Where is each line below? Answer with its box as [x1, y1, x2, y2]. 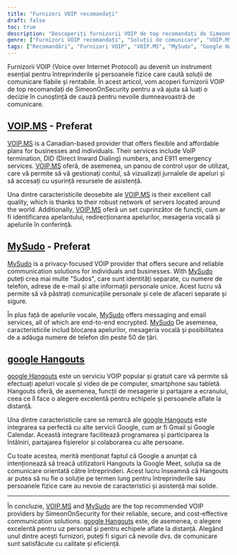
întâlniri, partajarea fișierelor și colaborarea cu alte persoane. [7, 438, 185, 446]
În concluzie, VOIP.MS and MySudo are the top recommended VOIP [7, 502, 204, 511]
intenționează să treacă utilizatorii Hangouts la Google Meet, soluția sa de [7, 459, 221, 468]
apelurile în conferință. [7, 220, 73, 228]
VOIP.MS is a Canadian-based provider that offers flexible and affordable [7, 139, 219, 147]
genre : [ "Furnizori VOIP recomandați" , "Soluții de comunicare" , [7, 37, 203, 44]
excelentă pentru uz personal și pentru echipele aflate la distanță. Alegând [7, 525, 224, 533]
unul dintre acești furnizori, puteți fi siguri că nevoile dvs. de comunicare [7, 532, 218, 540]
